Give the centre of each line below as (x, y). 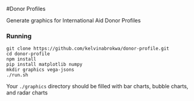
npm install (21, 59)
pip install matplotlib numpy (45, 65)
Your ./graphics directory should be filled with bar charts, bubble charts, (97, 86)
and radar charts (27, 93)
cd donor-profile (28, 54)
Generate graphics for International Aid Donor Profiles (74, 20)
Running (19, 36)
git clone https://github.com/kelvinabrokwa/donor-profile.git (88, 49)
